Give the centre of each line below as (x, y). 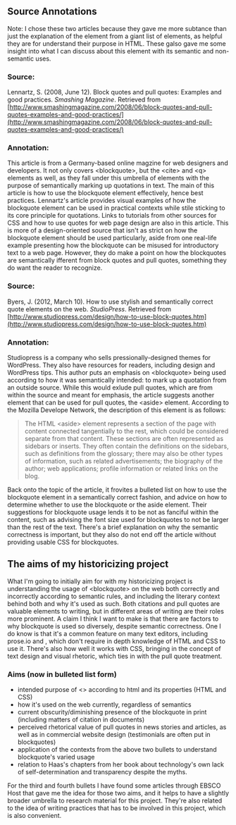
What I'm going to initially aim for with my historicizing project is (100, 581)
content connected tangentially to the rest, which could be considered (126, 431)
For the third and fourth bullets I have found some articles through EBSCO (114, 786)
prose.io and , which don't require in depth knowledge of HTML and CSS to (116, 641)
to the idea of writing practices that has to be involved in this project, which (117, 808)
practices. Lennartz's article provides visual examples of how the (102, 201)
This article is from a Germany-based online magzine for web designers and (118, 163)
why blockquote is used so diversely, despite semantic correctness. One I (114, 626)
